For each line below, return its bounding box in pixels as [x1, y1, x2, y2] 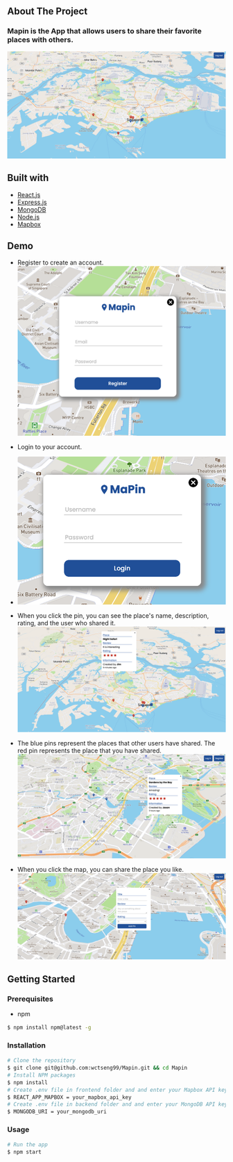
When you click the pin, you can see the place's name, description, [17, 612, 209, 620]
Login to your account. [17, 442, 82, 451]
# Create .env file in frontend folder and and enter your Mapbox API [7, 1086, 216, 1093]
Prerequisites [7, 994, 53, 1004]
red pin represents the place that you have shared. [17, 746, 162, 755]
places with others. [7, 35, 74, 44]
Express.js [17, 198, 47, 206]
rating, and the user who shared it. [17, 619, 116, 628]
